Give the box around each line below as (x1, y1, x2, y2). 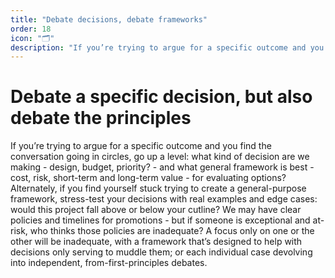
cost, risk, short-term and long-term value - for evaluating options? (10, 172, 287, 184)
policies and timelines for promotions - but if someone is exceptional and (10, 214, 311, 226)
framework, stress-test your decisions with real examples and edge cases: (10, 193, 318, 205)
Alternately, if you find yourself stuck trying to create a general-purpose (10, 182, 307, 195)
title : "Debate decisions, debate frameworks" (10, 14, 208, 25)
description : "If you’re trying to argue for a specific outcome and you (10, 42, 325, 53)
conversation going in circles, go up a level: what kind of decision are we (10, 151, 310, 163)
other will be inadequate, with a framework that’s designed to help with (10, 236, 303, 248)
